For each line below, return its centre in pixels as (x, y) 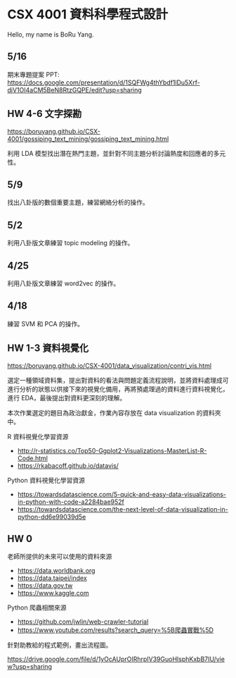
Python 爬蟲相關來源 (37, 608)
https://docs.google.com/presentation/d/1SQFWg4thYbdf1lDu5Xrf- (104, 82)
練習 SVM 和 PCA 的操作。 (46, 323)
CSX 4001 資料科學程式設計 (88, 14)
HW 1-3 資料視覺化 (48, 349)
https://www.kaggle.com (53, 593)
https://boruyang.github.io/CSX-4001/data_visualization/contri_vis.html (110, 365)
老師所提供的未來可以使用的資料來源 (60, 557)
